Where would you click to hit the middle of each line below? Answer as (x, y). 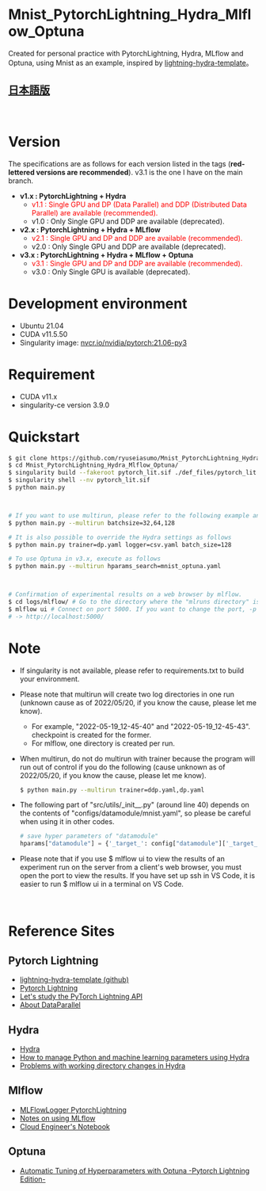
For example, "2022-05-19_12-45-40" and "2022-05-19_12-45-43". (141, 726)
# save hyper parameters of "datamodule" (89, 836)
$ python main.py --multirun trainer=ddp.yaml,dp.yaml (112, 790)
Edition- (32, 1179)
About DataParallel (50, 1005)
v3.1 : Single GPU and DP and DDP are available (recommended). (137, 263)
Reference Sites (61, 931)
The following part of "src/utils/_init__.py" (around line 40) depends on (134, 805)
